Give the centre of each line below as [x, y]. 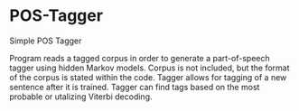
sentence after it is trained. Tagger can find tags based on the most [135, 87]
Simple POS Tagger [46, 41]
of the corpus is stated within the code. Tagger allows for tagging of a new [148, 77]
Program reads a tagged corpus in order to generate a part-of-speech [140, 58]
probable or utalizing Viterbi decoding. [81, 97]
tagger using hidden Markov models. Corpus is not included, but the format [150, 68]
